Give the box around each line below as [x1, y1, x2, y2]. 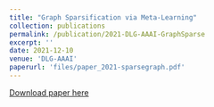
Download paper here [9, 86, 89, 98]
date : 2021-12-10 [9, 46, 74, 55]
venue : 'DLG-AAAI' [9, 54, 78, 63]
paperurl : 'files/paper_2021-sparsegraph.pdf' [9, 63, 185, 72]
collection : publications [9, 21, 105, 30]
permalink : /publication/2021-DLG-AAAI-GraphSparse [9, 29, 205, 38]
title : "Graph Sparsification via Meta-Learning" [9, 12, 198, 22]
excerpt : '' [9, 37, 53, 47]
